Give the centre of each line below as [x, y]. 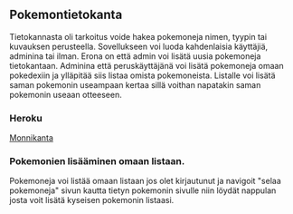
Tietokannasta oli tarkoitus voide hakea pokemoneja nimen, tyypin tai [138, 36]
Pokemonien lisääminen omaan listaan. [97, 161]
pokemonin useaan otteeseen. [66, 94]
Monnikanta [32, 138]
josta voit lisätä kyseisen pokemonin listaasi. [92, 200]
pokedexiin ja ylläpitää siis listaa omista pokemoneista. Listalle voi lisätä [142, 75]
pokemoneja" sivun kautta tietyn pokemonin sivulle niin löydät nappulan [143, 190]
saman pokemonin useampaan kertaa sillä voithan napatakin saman [135, 84]
